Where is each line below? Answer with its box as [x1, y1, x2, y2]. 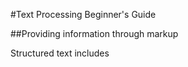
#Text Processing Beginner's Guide [10, 9, 157, 20]
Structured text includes [10, 47, 110, 59]
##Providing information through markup [10, 28, 179, 39]
